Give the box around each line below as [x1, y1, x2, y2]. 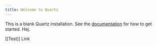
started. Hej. [5, 26, 31, 32]
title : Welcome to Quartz [5, 7, 58, 12]
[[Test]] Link [5, 36, 30, 42]
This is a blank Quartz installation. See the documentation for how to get [5, 21, 152, 27]
